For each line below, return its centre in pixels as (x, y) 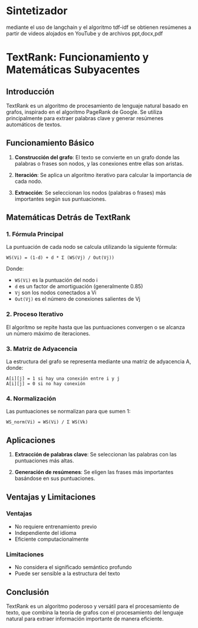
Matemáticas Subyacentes (73, 70)
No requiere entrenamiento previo (56, 527)
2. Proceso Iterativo (35, 314)
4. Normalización (31, 398)
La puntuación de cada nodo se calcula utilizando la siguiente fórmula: (92, 247)
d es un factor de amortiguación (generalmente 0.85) (79, 287)
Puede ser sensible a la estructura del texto (67, 574)
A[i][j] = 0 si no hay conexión (46, 384)
